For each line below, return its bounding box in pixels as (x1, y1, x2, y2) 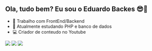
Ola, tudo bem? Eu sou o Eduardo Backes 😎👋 (5, 5, 148, 13)
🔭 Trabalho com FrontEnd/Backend (12, 18, 85, 24)
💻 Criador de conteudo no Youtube (12, 29, 86, 35)
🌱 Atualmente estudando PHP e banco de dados (12, 23, 112, 29)
